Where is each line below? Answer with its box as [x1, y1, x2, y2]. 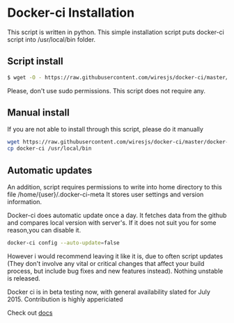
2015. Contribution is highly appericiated [7, 294, 123, 304]
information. [7, 198, 42, 206]
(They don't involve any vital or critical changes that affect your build [7, 259, 205, 267]
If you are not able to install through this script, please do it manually [7, 125, 204, 134]
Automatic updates [7, 164, 93, 176]
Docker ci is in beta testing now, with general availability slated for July [7, 287, 211, 296]
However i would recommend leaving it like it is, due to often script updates [7, 252, 224, 260]
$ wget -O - [7, 74, 42, 81]
